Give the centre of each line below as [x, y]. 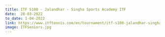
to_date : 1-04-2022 [25, 18]
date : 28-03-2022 [24, 14]
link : [11, 23]
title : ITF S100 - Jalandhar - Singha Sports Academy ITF [66, 9]
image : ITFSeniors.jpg [28, 27]
